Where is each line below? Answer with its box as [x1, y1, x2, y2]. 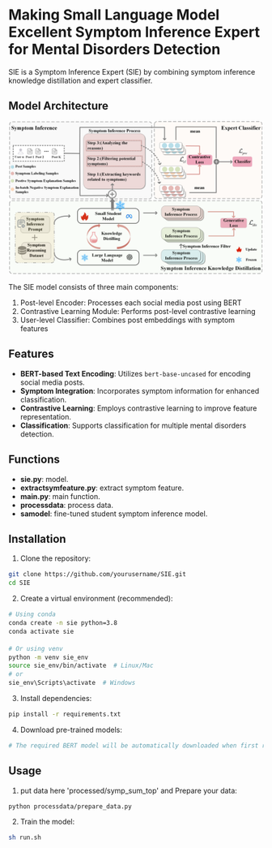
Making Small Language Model [8, 6, 220, 24]
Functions [8, 453, 61, 467]
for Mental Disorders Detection [8, 41, 221, 58]
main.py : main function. [19, 491, 100, 501]
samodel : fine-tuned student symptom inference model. [19, 509, 208, 519]
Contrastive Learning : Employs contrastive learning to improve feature [19, 403, 257, 413]
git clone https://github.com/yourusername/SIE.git [8, 570, 186, 579]
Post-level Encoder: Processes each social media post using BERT [19, 298, 242, 308]
